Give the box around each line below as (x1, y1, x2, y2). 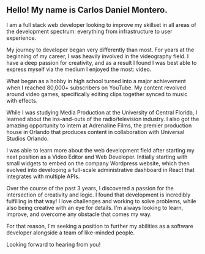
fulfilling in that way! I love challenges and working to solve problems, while (6, 197, 197, 204)
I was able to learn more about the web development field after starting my (6, 146, 195, 154)
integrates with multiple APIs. (6, 173, 80, 180)
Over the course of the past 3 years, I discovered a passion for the (6, 184, 174, 192)
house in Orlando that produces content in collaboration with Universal (6, 128, 185, 135)
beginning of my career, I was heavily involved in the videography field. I (6, 52, 189, 60)
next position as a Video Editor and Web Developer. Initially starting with (6, 153, 188, 160)
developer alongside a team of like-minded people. (6, 229, 135, 236)
